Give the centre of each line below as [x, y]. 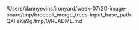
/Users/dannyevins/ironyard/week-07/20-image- [67, 9]
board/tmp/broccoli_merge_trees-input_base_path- [70, 15]
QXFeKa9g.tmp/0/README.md [44, 21]
